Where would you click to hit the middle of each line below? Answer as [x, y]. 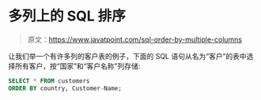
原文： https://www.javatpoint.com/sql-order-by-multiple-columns [135, 39]
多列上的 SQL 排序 [67, 16]
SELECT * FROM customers [49, 81]
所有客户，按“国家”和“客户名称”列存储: [78, 66]
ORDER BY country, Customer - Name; [65, 88]
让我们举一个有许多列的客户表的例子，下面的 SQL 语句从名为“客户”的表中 [127, 56]
